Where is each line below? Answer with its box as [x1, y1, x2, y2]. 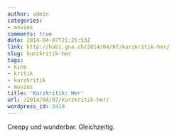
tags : [7, 57, 23, 64]
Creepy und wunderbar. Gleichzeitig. [7, 122, 115, 131]
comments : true [7, 30, 53, 38]
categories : [7, 17, 43, 24]
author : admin [7, 10, 50, 18]
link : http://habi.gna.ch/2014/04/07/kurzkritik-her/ [7, 43, 171, 51]
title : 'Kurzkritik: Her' [7, 90, 84, 97]
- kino [7, 63, 27, 70]
